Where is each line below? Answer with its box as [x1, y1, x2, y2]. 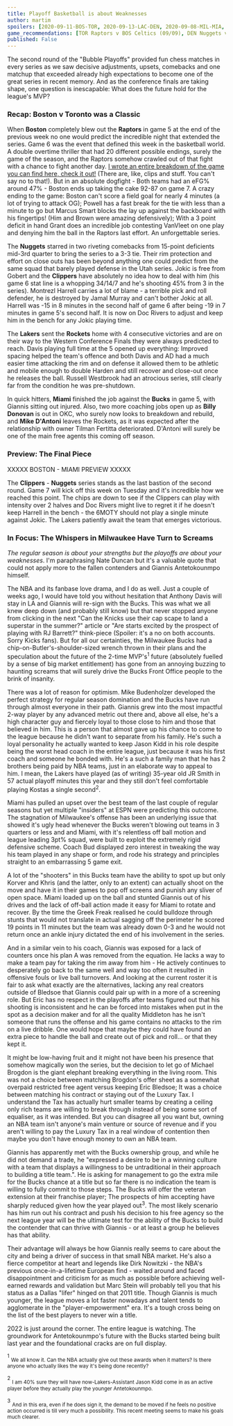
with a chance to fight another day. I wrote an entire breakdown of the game [7, 162, 225, 171]
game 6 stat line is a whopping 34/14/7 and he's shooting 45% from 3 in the [7, 279, 225, 287]
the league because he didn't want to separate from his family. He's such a [7, 732, 222, 740]
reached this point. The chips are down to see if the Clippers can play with [7, 493, 220, 502]
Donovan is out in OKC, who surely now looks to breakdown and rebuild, [7, 410, 215, 418]
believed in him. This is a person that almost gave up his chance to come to [7, 724, 223, 733]
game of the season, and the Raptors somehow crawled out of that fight [7, 155, 213, 164]
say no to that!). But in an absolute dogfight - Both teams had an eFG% [7, 177, 210, 185]
